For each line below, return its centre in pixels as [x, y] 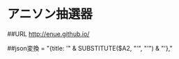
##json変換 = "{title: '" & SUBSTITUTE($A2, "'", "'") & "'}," [90, 48]
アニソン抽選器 [50, 14]
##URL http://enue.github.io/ [48, 34]
